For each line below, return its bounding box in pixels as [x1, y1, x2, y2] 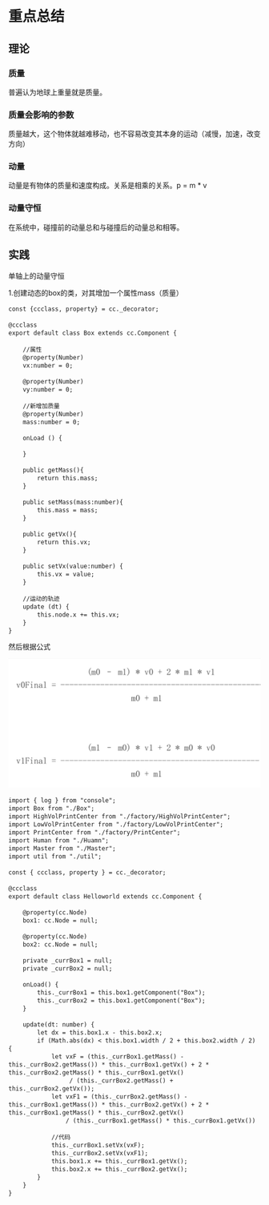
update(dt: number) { [22, 1020, 94, 1029]
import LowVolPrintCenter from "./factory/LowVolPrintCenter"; [8, 820, 224, 829]
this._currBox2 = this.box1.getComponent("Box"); [37, 996, 206, 1005]
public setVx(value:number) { [22, 562, 124, 570]
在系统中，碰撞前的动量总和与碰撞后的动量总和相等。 [8, 222, 184, 232]
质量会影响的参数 [8, 109, 74, 120]
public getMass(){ [22, 466, 84, 474]
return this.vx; [37, 538, 91, 546]
